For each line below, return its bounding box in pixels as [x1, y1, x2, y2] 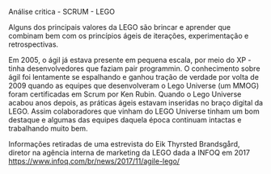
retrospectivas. [8, 39, 59, 49]
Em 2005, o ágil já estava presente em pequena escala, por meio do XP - [8, 56, 252, 64]
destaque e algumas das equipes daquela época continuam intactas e [8, 115, 242, 124]
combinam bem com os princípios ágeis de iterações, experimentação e [8, 31, 249, 40]
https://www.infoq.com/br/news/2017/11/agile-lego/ [8, 156, 180, 166]
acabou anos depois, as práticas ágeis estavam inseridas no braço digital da [8, 98, 264, 107]
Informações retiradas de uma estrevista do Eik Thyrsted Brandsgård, [8, 139, 240, 148]
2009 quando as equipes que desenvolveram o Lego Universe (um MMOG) [8, 81, 260, 90]
